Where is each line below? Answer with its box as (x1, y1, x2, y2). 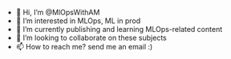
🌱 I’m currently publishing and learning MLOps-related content (15, 25, 223, 33)
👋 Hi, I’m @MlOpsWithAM (15, 8, 100, 17)
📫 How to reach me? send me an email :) (15, 42, 153, 51)
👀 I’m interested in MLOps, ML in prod (15, 16, 141, 26)
